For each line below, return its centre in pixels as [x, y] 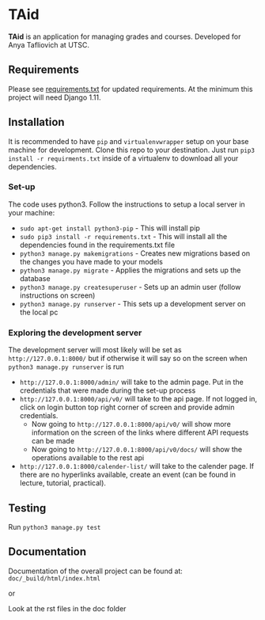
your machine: [32, 212]
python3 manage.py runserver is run [66, 367]
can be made [53, 441]
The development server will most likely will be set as [95, 350]
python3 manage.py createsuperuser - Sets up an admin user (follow [130, 287]
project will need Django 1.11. [55, 97]
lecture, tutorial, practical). [63, 483]
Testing [27, 508]
